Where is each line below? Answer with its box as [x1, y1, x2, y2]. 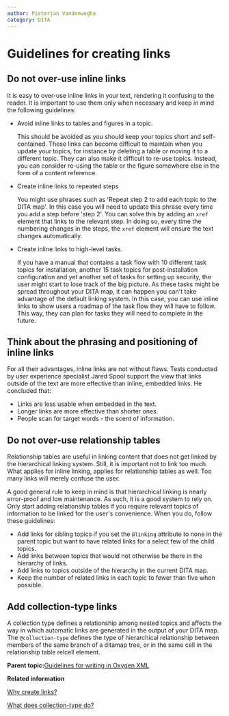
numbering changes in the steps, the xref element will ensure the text [16, 224, 214, 233]
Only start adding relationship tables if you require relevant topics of [7, 502, 199, 511]
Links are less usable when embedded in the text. [16, 400, 157, 408]
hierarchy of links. [16, 559, 68, 567]
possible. [16, 581, 43, 589]
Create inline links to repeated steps [16, 182, 119, 190]
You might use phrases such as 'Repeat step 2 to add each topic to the [16, 195, 217, 203]
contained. [16, 140, 48, 148]
